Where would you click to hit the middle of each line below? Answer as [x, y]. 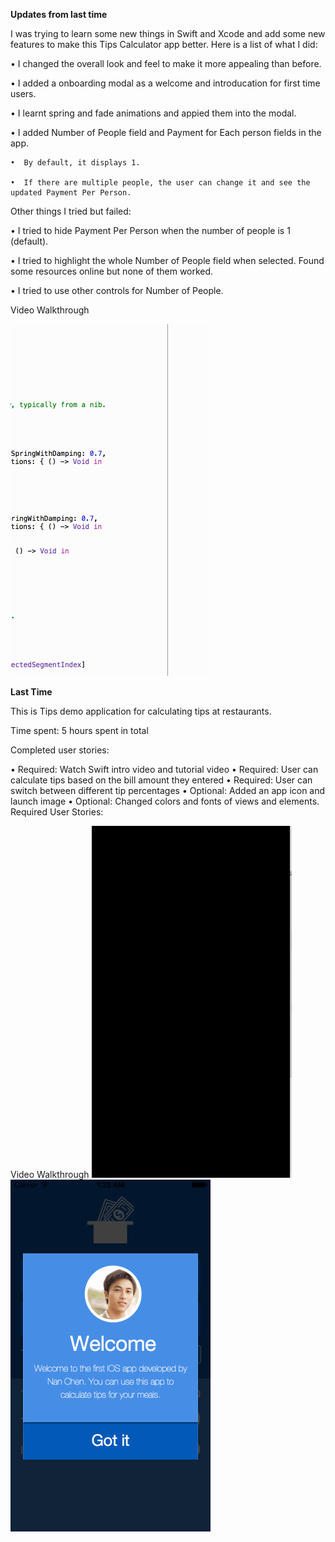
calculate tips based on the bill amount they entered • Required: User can [161, 780]
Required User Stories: [57, 812]
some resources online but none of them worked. [112, 271]
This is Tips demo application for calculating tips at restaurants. [141, 711]
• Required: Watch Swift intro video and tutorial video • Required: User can [164, 769]
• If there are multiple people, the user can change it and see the [160, 183]
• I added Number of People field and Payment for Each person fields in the [166, 132]
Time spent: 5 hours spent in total [79, 730]
